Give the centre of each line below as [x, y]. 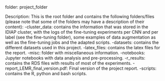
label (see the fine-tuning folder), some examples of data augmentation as [81, 37]
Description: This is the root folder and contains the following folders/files [80, 16]
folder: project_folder [26, 7]
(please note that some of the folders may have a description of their [75, 22]
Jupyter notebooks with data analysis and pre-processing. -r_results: [75, 58]
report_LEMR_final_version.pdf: [36, 68]
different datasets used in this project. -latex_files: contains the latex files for [83, 48]
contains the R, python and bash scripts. [46, 73]
